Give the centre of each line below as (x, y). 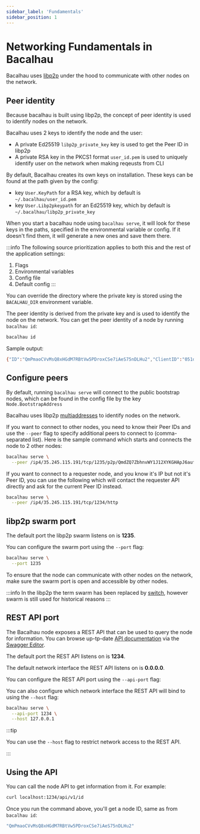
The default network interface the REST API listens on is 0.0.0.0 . (85, 667)
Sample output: (25, 349)
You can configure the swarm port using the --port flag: (75, 547)
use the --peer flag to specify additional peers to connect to (80, 433)
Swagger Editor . (26, 645)
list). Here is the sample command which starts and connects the (112, 439)
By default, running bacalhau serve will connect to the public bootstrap (93, 392)
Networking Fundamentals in (79, 47)
